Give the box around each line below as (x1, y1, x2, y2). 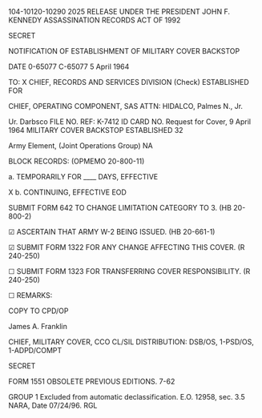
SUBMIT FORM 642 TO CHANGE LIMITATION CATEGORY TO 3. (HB (8, 203, 232, 212)
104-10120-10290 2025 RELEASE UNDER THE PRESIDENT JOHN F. (8, 7, 231, 16)
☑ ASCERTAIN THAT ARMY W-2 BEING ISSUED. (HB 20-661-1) (8, 227, 216, 236)
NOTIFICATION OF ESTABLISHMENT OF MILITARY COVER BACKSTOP (8, 46, 240, 55)
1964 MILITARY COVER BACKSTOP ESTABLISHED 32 (8, 126, 183, 135)
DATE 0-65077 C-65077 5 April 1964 (8, 62, 130, 71)
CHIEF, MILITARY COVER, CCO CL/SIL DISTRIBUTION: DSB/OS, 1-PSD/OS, (8, 337, 255, 347)
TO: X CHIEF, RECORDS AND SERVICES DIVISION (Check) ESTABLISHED (8, 78, 250, 86)
